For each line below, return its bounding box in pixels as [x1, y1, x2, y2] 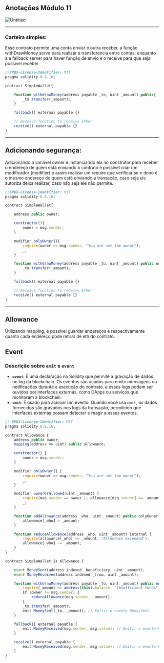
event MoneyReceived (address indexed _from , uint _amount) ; [14, 572, 139, 577]
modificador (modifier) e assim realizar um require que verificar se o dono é [5, 170, 158, 175]
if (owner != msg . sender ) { [22, 590, 80, 595]
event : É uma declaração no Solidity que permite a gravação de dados [12, 373, 154, 379]
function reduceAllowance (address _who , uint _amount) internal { [14, 532, 152, 537]
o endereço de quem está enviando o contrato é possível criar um [5, 164, 138, 171]
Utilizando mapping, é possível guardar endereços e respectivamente [5, 328, 145, 334]
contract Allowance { [5, 433, 49, 438]
